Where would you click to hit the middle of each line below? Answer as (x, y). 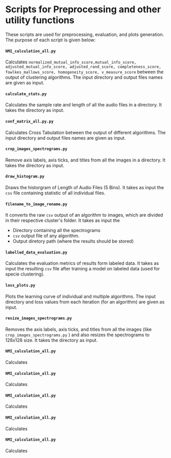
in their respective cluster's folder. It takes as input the (63, 220)
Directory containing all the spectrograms (57, 231)
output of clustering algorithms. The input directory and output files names (84, 77)
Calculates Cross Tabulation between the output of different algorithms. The (85, 132)
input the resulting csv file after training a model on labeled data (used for (83, 269)
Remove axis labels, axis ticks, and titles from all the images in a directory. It (85, 160)
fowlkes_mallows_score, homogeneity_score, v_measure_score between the (84, 72)
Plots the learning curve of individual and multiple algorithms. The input (81, 296)
